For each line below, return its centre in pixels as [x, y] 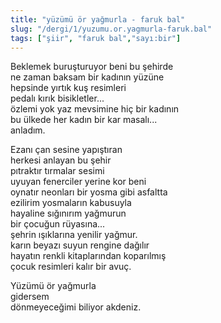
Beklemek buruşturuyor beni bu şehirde [92, 67]
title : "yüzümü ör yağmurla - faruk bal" [98, 19]
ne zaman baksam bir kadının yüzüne [87, 77]
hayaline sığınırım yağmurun [68, 213]
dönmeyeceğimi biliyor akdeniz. [76, 307]
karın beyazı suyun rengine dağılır [80, 245]
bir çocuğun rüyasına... [58, 224]
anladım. [28, 130]
